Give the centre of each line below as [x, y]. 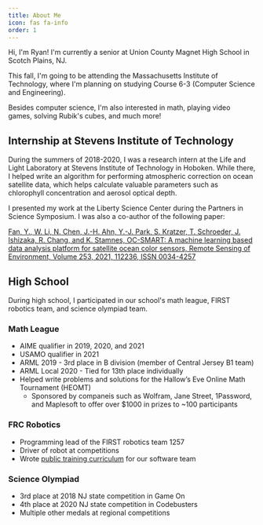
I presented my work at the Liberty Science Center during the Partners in [126, 208]
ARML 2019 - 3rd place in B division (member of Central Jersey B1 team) [137, 363]
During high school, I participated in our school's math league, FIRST [119, 300]
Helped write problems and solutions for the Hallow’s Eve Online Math [132, 379]
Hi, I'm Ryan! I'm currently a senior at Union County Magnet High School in [129, 53]
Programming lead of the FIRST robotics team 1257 [102, 442]
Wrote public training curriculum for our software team [108, 458]
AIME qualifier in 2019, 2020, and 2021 [82, 346]
